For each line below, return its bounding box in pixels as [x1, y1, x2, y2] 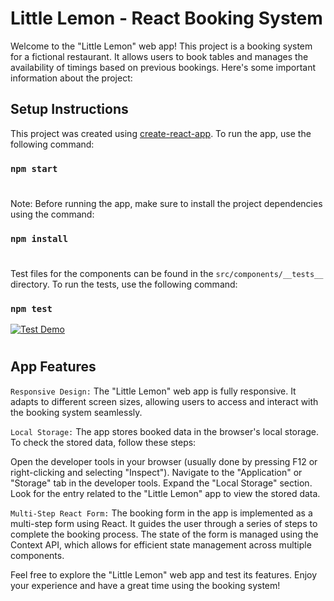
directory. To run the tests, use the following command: [10, 278, 238, 290]
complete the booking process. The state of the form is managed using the [10, 528, 319, 540]
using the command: [10, 208, 95, 220]
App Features [10, 358, 97, 376]
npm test [10, 303, 53, 314]
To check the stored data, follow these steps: [10, 436, 197, 448]
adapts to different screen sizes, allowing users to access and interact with [10, 395, 319, 407]
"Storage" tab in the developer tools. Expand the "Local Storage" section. [10, 477, 313, 489]
